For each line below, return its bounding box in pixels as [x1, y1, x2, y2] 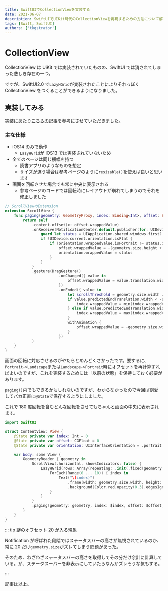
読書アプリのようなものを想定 [19, 163, 81, 169]
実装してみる [5, 103, 45, 112]
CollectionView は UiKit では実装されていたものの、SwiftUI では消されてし [5, 64, 157, 70]
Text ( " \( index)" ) [58, 475, 95, 480]
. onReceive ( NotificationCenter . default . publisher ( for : [31, 227, 149, 232]
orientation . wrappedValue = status [58, 250, 133, 255]
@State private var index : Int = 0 [14, 433, 88, 439]
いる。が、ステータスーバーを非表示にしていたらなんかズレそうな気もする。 [5, 560, 163, 566]
